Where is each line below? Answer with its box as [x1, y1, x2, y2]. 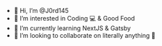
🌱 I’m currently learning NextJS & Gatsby [13, 24, 131, 32]
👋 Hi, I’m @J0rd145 [13, 7, 70, 14]
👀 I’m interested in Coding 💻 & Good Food [13, 14, 136, 22]
